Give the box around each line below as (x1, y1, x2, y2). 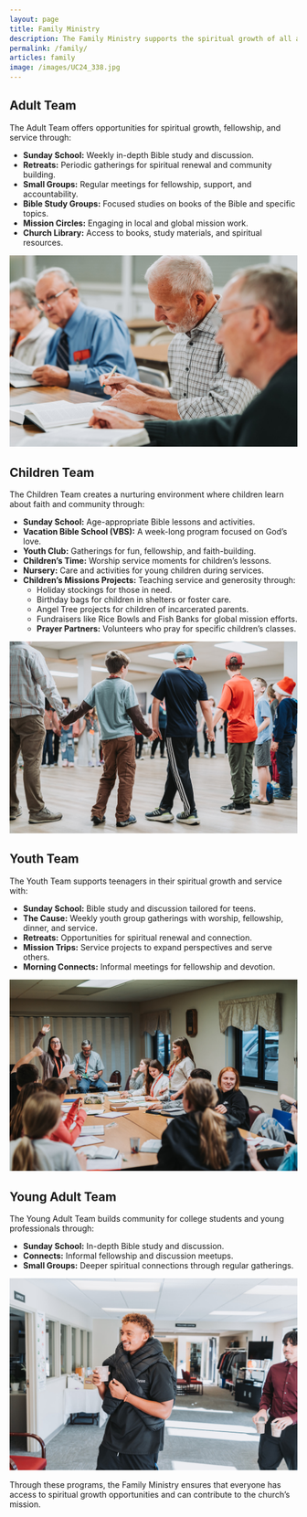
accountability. (22, 188, 79, 199)
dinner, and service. (22, 922, 98, 933)
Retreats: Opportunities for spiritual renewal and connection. (22, 932, 253, 943)
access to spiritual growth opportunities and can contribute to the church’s (9, 1489, 291, 1500)
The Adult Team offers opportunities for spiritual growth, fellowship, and (9, 122, 281, 133)
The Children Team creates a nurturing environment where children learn (9, 489, 285, 500)
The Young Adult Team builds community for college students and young (9, 1214, 285, 1225)
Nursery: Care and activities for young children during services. (22, 565, 265, 576)
